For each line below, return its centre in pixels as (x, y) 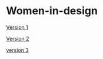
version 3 (18, 50)
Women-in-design (52, 11)
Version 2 (18, 38)
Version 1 (17, 27)
